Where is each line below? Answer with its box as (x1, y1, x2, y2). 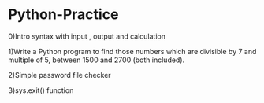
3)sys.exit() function (8, 85, 74, 95)
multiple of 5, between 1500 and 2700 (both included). (8, 55, 185, 64)
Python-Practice (8, 6, 119, 24)
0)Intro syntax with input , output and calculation (8, 31, 165, 41)
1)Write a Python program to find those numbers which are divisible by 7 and (8, 46, 257, 56)
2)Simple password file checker (8, 70, 112, 79)
